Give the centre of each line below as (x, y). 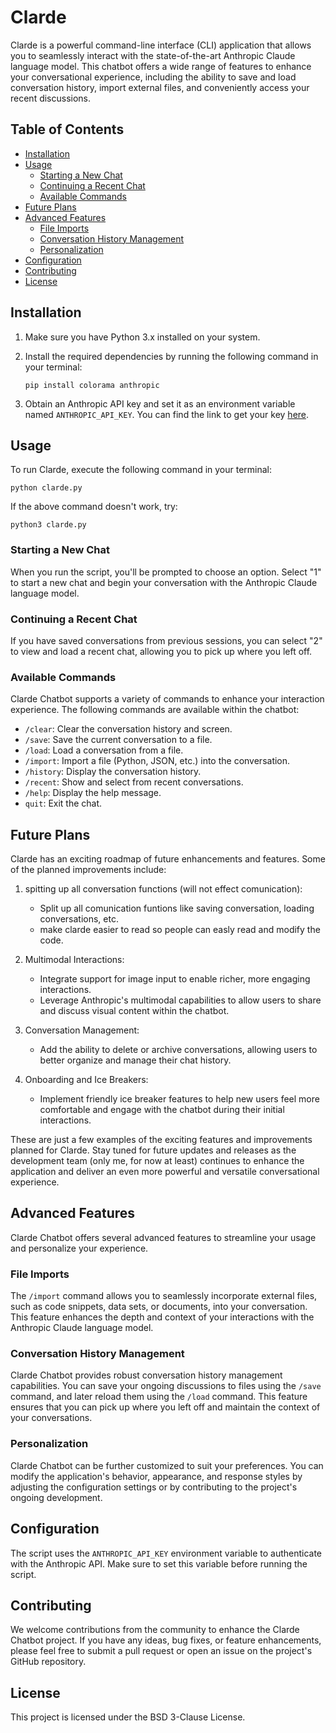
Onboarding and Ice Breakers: (86, 1080)
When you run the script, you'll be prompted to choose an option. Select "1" (166, 572)
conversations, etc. (79, 919)
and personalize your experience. (79, 1248)
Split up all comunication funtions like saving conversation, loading (177, 908)
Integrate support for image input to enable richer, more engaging (175, 979)
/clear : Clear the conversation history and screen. (128, 729)
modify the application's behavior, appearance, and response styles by (156, 1476)
